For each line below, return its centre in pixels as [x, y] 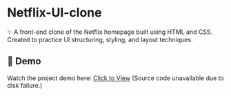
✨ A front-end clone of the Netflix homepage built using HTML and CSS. [110, 32]
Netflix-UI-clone [54, 13]
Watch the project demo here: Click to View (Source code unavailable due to [115, 78]
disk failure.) [25, 85]
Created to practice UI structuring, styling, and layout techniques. [100, 39]
